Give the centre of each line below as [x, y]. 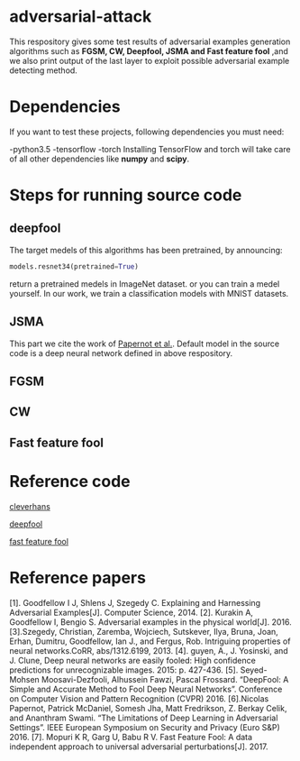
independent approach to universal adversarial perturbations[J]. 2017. [139, 747]
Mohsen [25, 679]
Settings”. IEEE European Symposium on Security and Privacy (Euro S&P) [145, 727]
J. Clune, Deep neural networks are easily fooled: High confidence [133, 660]
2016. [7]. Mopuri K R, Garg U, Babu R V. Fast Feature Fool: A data [131, 737]
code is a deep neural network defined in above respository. [121, 353]
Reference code [70, 481]
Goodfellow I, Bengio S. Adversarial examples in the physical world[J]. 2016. [150, 622]
